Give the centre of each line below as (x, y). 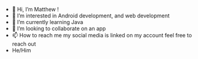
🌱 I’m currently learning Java (48, 22)
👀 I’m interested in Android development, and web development (91, 16)
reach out (24, 44)
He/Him (21, 50)
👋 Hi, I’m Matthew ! (35, 9)
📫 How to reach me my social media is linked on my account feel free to (102, 35)
